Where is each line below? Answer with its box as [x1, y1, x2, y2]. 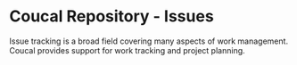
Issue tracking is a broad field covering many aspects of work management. [9, 36, 288, 46]
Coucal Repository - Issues [9, 6, 214, 27]
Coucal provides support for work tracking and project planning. [9, 45, 245, 55]
